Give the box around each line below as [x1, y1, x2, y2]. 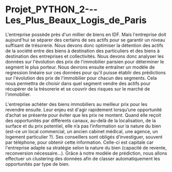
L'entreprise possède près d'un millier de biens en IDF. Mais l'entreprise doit [5, 31, 166, 37]
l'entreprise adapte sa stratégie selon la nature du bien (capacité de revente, [5, 144, 167, 150]
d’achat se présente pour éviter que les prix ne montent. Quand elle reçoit [5, 112, 161, 118]
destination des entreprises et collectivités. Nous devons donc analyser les [5, 53, 164, 59]
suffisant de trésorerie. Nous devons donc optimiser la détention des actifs [5, 42, 163, 48]
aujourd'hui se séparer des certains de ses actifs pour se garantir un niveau [5, 37, 165, 43]
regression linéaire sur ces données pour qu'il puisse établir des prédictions [5, 69, 166, 75]
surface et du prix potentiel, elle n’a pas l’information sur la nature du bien [5, 123, 161, 129]
